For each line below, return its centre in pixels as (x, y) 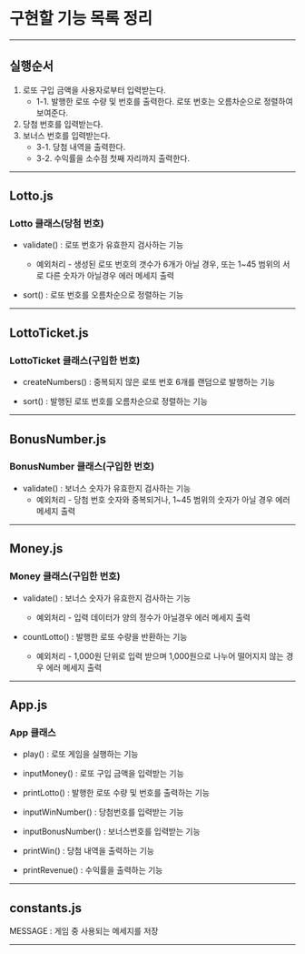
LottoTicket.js (49, 333)
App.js (29, 705)
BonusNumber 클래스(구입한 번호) (82, 467)
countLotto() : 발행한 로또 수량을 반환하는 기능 (105, 636)
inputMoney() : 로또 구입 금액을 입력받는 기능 (103, 774)
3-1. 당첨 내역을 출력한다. (81, 147)
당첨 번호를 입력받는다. (63, 124)
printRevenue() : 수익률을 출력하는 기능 (93, 870)
